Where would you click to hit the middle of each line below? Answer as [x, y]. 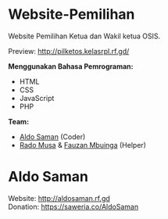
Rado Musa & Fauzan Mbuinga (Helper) [83, 145]
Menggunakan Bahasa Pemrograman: [71, 66]
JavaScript [37, 98]
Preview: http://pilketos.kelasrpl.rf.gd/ [69, 51]
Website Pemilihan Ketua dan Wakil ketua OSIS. [84, 36]
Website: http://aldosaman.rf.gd [59, 198]
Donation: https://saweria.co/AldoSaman [73, 206]
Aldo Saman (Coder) [52, 136]
